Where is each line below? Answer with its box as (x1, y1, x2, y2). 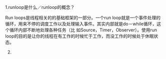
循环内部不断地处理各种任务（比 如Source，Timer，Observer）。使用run (9, 27, 158, 33)
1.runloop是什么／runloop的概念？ (5, 4, 75, 10)
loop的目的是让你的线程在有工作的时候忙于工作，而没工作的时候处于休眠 (5, 33, 154, 39)
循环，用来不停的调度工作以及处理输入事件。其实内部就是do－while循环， (5, 21, 157, 27)
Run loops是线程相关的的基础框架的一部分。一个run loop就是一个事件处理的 (5, 15, 161, 21)
